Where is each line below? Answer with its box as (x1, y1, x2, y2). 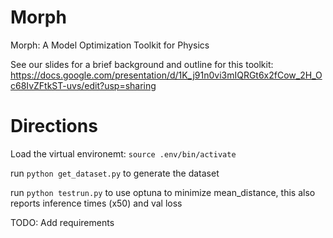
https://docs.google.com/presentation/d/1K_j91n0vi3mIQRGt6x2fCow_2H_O (10, 69, 323, 81)
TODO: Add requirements (10, 216, 115, 228)
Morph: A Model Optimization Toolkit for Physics (10, 39, 210, 51)
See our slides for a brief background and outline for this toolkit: (10, 58, 274, 70)
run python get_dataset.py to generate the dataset (10, 167, 220, 179)
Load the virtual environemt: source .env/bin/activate (10, 147, 237, 160)
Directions (10, 115, 98, 138)
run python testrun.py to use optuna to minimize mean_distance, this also (10, 186, 316, 198)
